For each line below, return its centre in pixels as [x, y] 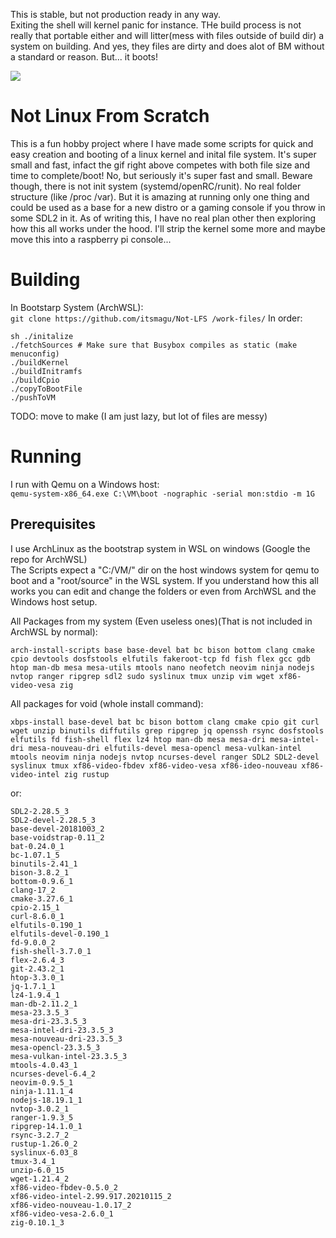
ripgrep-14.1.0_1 [46, 1126]
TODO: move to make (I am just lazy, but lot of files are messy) [139, 416]
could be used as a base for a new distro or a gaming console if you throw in [168, 207]
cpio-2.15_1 [35, 907]
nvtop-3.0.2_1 [40, 1109]
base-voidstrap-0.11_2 [57, 837]
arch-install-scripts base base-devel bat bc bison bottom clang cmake [162, 650]
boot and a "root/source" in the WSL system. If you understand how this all [164, 580]
